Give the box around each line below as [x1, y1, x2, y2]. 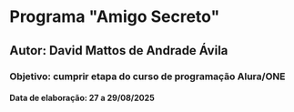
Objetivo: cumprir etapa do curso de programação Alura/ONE [9, 70, 286, 83]
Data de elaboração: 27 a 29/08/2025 [9, 93, 155, 104]
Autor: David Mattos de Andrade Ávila [9, 43, 228, 58]
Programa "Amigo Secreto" [9, 6, 220, 27]
